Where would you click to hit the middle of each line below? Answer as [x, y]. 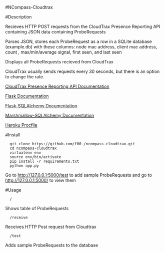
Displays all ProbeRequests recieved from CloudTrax [59, 62]
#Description [18, 17]
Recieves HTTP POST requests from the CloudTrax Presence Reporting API [83, 26]
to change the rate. [25, 77]
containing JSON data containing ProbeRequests [55, 32]
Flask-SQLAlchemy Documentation [41, 106]
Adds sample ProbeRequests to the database [52, 245]
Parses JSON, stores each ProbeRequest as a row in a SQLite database [78, 41]
